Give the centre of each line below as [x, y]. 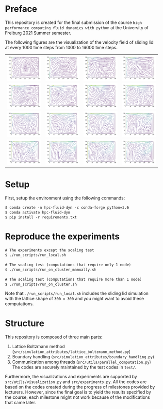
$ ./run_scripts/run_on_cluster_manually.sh [51, 270]
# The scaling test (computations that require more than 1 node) [73, 279]
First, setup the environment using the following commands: [65, 198]
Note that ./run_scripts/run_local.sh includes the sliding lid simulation [77, 293]
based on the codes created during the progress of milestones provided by [80, 387]
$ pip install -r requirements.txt [41, 217]
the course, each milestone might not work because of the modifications [78, 397]
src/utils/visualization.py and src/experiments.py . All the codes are [76, 382]
